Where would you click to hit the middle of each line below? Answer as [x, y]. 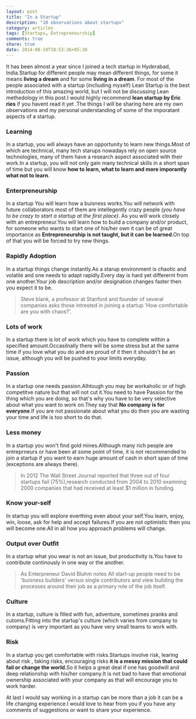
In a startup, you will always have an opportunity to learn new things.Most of [98, 144]
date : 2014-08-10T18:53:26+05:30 [47, 50]
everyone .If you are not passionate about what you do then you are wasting [98, 411]
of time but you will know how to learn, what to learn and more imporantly [97, 169]
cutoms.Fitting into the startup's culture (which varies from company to [92, 620]
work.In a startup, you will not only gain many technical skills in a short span [98, 163]
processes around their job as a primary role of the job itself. [93, 586]
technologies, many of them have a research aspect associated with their [94, 157]
